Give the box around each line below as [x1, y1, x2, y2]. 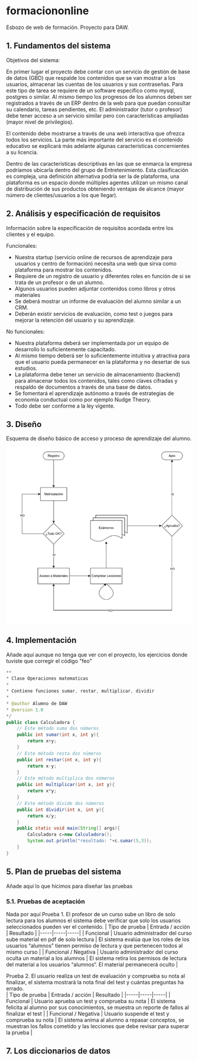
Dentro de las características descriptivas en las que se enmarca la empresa [6, 160, 192, 167]
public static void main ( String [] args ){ [17, 825, 120, 832]
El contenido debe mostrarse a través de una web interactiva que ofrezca [6, 130, 185, 137]
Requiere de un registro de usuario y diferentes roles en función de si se [14, 272, 191, 279]
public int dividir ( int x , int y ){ [17, 806, 105, 813]
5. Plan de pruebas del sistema [6, 867, 121, 877]
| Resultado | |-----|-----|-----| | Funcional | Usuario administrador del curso [6, 929, 192, 936]
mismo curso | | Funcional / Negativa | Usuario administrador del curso [6, 948, 178, 955]
